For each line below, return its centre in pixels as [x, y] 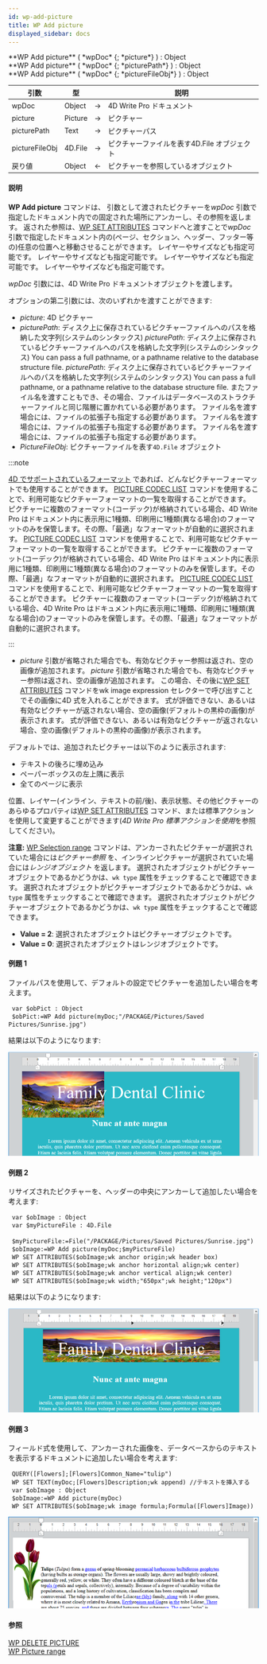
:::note [19, 462]
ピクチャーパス [132, 130]
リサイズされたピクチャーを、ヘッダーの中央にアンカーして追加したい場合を [133, 1192]
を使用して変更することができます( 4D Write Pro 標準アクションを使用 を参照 [132, 820]
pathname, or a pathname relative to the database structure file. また [132, 387]
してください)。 [34, 830]
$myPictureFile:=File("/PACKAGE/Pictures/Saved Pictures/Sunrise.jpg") [133, 1242]
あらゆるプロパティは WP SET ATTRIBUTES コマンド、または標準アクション [131, 811]
